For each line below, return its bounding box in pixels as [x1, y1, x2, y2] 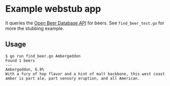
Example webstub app [5, 3, 101, 15]
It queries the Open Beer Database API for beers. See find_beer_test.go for [5, 20, 164, 26]
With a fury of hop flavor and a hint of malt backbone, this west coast [5, 71, 165, 76]
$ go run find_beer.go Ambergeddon [5, 53, 81, 59]
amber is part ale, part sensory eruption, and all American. [5, 76, 140, 81]
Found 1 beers [5, 58, 36, 63]
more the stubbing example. [5, 25, 65, 31]
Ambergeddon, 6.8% [5, 67, 44, 72]
